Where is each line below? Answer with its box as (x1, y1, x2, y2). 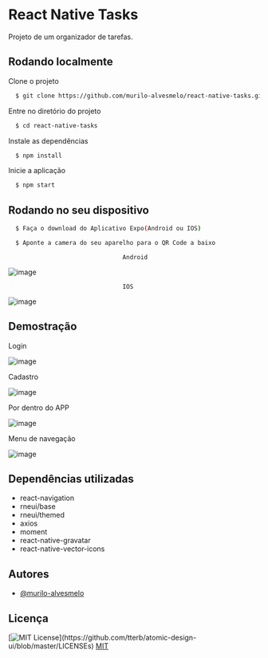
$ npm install (15, 152, 62, 160)
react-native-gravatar (19, 536, 91, 546)
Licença (8, 612, 49, 625)
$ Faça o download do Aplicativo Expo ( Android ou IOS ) (15, 225, 202, 233)
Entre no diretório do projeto (8, 106, 101, 116)
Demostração (8, 320, 77, 333)
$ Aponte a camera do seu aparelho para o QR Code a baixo (15, 238, 216, 246)
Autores (8, 567, 49, 581)
